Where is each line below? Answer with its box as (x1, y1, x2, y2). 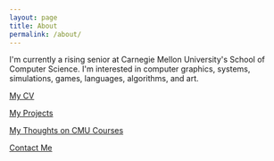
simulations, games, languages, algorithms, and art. (9, 73, 199, 84)
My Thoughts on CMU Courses (9, 125, 124, 136)
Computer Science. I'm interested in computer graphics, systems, (9, 64, 251, 74)
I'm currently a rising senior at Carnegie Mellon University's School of (9, 55, 265, 65)
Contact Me (9, 142, 53, 153)
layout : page (9, 13, 58, 22)
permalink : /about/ (9, 30, 82, 38)
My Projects (9, 108, 54, 119)
